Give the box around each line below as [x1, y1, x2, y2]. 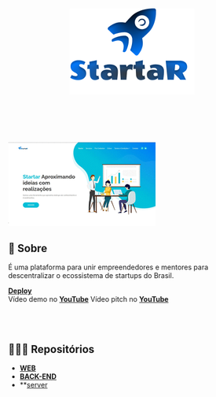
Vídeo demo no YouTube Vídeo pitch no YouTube [8, 295, 169, 304]
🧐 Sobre [8, 241, 48, 255]
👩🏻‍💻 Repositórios [8, 343, 95, 356]
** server [19, 380, 48, 389]
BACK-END [19, 371, 57, 381]
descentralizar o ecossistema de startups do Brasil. [8, 271, 174, 280]
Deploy [8, 286, 32, 295]
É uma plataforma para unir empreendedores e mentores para [8, 262, 209, 272]
